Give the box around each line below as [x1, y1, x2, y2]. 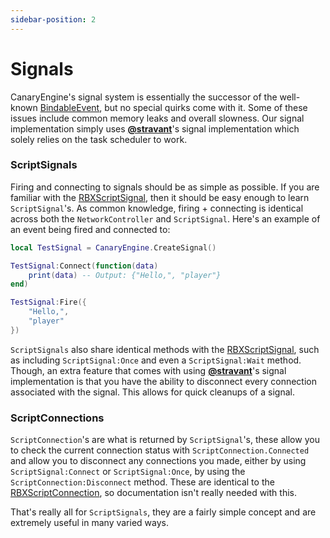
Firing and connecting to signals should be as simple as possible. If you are [10, 181, 320, 193]
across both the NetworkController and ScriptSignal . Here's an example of [10, 212, 321, 225]
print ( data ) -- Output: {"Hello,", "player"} [28, 270, 222, 280]
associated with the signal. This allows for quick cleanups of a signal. [10, 386, 295, 398]
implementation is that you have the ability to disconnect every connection [10, 375, 317, 387]
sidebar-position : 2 [10, 14, 97, 25]
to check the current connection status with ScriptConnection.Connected [10, 444, 310, 456]
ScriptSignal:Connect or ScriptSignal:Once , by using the [10, 466, 246, 478]
